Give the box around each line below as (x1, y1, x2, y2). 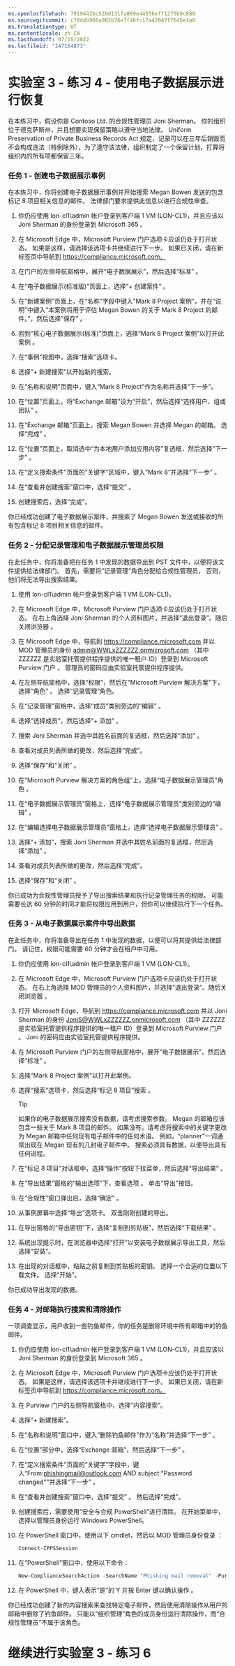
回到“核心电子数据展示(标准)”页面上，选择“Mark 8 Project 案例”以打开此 (17, 329, 225, 338)
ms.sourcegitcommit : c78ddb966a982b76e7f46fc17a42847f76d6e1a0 (8, 17, 196, 24)
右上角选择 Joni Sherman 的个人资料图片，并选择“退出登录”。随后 (38, 613, 228, 622)
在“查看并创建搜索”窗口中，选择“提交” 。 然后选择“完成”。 (17, 1493, 185, 1501)
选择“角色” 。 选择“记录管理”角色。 (17, 687, 119, 695)
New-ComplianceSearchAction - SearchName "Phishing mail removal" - (17, 1572, 219, 1579)
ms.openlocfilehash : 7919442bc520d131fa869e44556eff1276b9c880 (8, 10, 196, 17)
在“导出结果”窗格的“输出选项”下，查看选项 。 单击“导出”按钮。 (17, 1179, 197, 1187)
